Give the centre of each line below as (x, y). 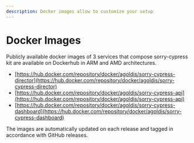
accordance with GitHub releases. (47, 135)
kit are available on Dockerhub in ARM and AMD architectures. (81, 62)
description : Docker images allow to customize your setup (80, 11)
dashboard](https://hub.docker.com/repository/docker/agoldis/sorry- (98, 111)
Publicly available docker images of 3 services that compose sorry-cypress (97, 57)
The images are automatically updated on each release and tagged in (90, 128)
